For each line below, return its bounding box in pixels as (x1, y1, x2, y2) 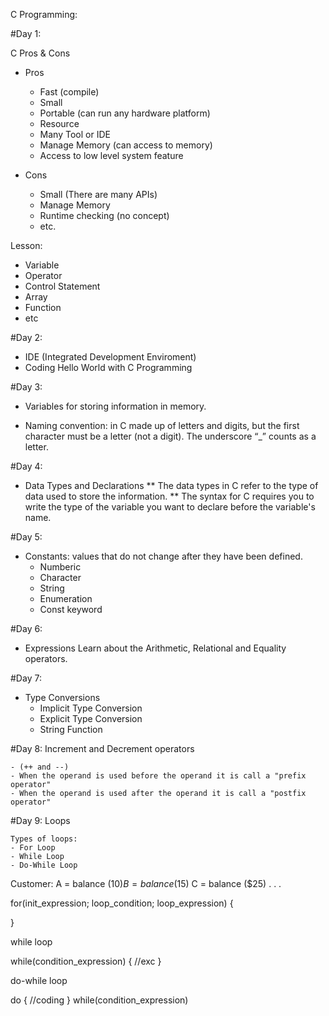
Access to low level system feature (39, 150, 184, 161)
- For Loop (10, 843, 56, 853)
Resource (39, 118, 80, 129)
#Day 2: (10, 332, 43, 343)
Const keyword (39, 604, 103, 615)
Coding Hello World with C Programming (24, 362, 193, 373)
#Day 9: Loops (10, 815, 71, 826)
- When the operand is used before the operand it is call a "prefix (10, 771, 307, 781)
